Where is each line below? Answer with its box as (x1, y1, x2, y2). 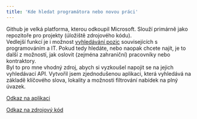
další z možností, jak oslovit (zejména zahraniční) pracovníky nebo (6, 50, 171, 58)
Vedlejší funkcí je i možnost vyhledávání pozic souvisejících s (6, 38, 158, 45)
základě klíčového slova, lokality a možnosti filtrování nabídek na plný (6, 76, 178, 84)
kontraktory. (6, 57, 37, 64)
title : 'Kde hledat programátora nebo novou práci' (6, 8, 138, 15)
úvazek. (6, 82, 26, 90)
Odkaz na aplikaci (6, 94, 50, 102)
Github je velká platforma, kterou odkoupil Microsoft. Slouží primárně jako (6, 25, 188, 32)
